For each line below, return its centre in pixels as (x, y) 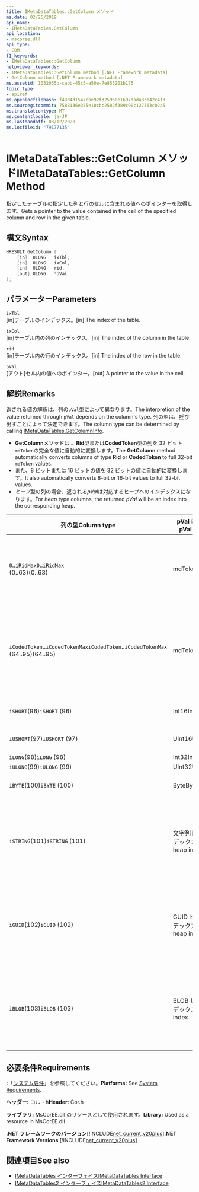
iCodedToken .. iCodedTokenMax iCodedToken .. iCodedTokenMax (88, 646)
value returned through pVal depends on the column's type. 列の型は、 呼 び (98, 416)
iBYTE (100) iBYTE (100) (41, 785)
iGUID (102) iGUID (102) (41, 925)
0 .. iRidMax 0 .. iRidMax (37, 565)
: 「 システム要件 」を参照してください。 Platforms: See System (82, 1083)
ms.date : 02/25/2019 (32, 17)
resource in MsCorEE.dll (36, 1121)
